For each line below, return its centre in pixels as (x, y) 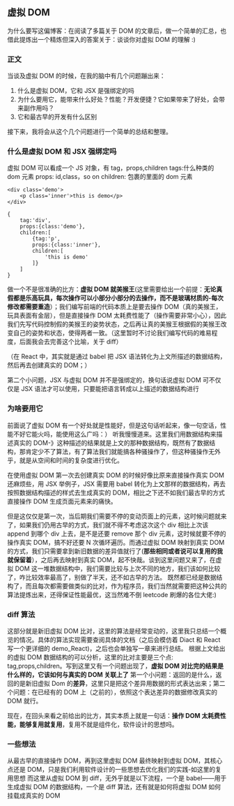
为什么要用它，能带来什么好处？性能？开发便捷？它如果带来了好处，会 (118, 99)
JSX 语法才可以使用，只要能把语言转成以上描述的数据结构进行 (110, 389)
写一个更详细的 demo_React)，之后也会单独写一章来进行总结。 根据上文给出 (116, 649)
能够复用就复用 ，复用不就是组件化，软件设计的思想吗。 (99, 724)
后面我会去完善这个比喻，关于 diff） (71, 342)
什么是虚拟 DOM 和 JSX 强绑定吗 (62, 152)
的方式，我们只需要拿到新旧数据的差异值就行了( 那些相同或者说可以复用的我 (115, 551)
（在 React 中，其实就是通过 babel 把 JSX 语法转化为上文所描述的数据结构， (117, 357)
